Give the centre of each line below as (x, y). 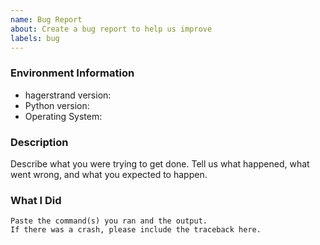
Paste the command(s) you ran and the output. (109, 221)
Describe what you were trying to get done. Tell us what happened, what (160, 163)
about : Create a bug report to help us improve (111, 29)
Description (39, 142)
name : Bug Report (46, 19)
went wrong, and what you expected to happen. (109, 174)
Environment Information (72, 73)
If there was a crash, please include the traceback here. (136, 230)
